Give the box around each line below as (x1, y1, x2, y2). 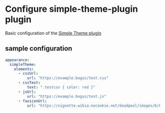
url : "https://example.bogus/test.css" (27, 76, 109, 81)
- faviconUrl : (18, 98, 48, 104)
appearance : (5, 57, 29, 62)
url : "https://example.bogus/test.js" (27, 94, 107, 99)
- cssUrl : (18, 71, 38, 76)
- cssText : (18, 80, 41, 85)
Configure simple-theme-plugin (5, 3, 138, 15)
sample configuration (5, 44, 73, 53)
